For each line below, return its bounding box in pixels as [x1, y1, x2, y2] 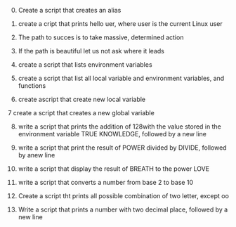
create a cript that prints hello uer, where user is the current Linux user [18, 20, 223, 27]
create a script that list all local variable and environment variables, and [18, 74, 225, 82]
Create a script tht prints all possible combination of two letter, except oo [18, 192, 229, 200]
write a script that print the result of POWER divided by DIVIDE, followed [18, 143, 227, 152]
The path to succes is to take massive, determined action [18, 33, 184, 41]
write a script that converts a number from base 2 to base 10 [18, 179, 194, 186]
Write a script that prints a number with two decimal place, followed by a [18, 205, 228, 214]
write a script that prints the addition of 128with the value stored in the [18, 122, 222, 131]
